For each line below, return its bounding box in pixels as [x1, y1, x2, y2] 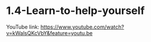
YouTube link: [6, 23, 40, 30]
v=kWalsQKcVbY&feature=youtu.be [6, 29, 93, 36]
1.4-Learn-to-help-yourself [6, 4, 145, 17]
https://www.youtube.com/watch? [41, 23, 124, 30]
